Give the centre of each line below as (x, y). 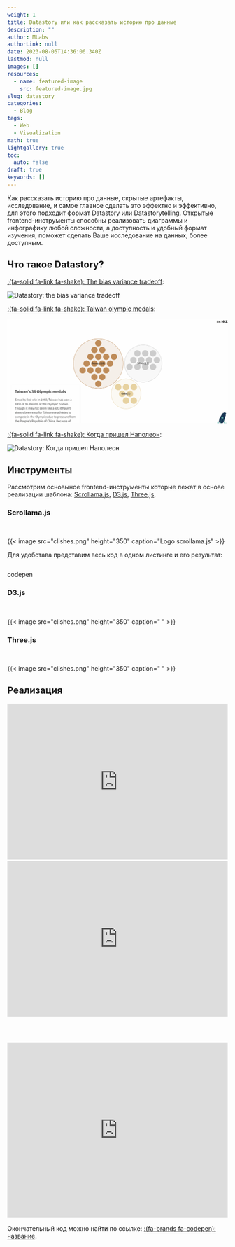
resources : (23, 74)
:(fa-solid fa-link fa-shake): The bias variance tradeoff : (86, 281)
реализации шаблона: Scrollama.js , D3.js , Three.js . (81, 494)
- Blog (23, 111)
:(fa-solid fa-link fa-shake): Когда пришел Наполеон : (85, 435)
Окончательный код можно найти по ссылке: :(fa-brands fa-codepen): (112, 1228)
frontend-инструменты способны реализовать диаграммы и (98, 220)
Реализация (35, 691)
